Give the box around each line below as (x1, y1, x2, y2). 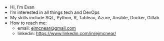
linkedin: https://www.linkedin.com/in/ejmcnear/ (17, 31, 116, 36)
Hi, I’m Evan (9, 4, 35, 10)
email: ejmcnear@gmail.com (17, 25, 76, 31)
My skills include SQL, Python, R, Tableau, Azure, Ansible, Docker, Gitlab (9, 15, 159, 20)
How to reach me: (9, 20, 47, 26)
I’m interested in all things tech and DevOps (9, 9, 100, 15)
